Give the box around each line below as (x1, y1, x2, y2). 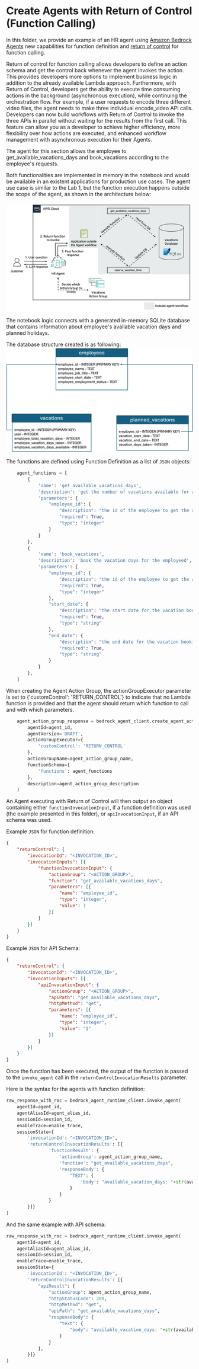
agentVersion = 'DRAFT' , (27, 731, 84, 737)
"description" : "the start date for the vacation (59, 607, 184, 614)
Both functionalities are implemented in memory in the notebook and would (6, 171, 190, 178)
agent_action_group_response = (17, 718, 94, 724)
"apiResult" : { (37, 1283, 76, 1289)
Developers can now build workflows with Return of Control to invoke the (6, 111, 185, 118)
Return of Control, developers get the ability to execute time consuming (6, 85, 181, 92)
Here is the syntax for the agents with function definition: (6, 1086, 145, 1093)
